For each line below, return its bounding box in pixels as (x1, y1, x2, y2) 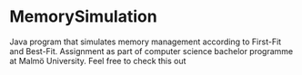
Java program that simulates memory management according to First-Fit (9, 36, 282, 47)
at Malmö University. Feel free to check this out (9, 55, 186, 66)
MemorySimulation (9, 6, 157, 27)
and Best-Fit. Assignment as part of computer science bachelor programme (9, 45, 294, 56)
